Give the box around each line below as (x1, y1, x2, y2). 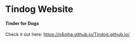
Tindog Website (5, 3, 73, 15)
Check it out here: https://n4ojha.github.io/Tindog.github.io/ (5, 31, 130, 37)
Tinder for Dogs (5, 20, 39, 26)
